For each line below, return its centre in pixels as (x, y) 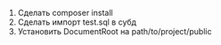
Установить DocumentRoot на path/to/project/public (115, 31)
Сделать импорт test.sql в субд (77, 22)
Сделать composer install (65, 13)
